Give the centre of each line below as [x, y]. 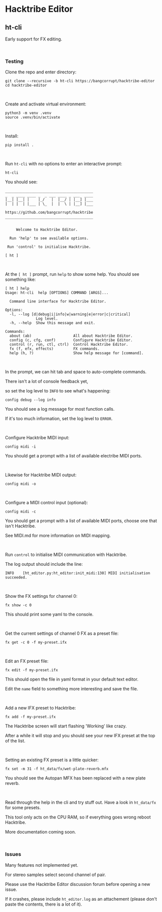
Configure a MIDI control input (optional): [47, 503]
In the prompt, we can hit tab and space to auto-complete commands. [76, 372]
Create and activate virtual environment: [46, 104]
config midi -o [21, 484]
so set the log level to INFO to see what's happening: [58, 391]
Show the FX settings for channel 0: [41, 596]
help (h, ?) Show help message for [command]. [77, 353]
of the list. [15, 741]
